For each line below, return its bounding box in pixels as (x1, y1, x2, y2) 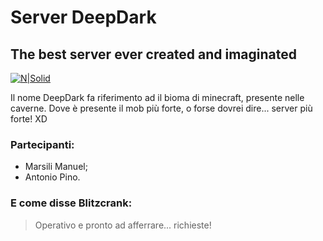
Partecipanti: (10, 137, 75, 151)
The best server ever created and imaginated (10, 46, 298, 63)
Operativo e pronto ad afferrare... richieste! (34, 219, 212, 231)
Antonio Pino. (24, 171, 81, 183)
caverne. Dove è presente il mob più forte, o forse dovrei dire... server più (10, 102, 313, 114)
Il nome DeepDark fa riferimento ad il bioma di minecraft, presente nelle (10, 92, 305, 103)
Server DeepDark (10, 6, 157, 29)
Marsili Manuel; (24, 161, 88, 173)
